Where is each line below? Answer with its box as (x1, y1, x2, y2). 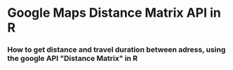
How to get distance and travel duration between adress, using (7, 45, 226, 55)
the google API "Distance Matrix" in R (7, 54, 138, 64)
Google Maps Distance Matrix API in (7, 5, 221, 21)
